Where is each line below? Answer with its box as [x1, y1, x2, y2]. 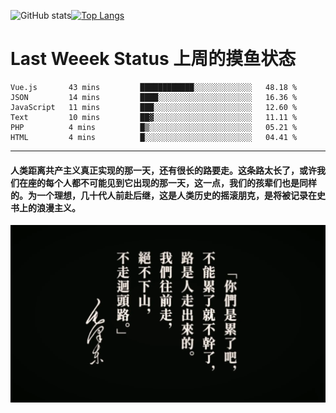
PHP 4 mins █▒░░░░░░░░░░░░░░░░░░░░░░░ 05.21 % [10, 122, 298, 132]
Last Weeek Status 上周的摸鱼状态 [10, 48, 297, 70]
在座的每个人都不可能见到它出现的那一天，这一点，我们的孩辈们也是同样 [18, 176, 317, 189]
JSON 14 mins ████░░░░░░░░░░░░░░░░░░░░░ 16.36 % [10, 92, 298, 102]
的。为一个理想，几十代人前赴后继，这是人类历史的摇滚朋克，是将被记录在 [10, 189, 317, 201]
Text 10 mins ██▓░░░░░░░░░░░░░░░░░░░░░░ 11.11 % [10, 112, 298, 122]
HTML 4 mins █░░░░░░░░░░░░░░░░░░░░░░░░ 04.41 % [10, 132, 298, 142]
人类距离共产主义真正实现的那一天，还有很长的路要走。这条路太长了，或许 [10, 164, 317, 176]
